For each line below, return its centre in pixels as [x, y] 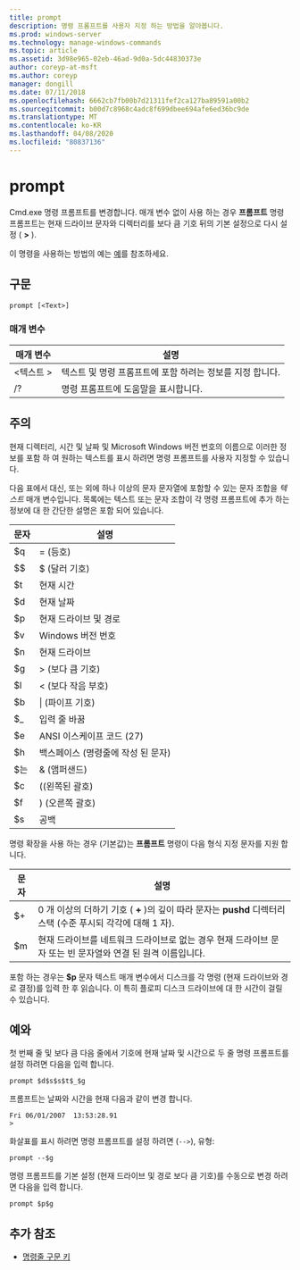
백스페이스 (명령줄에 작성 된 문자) [105, 753]
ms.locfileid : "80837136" [57, 142]
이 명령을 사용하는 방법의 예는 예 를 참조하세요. [89, 253]
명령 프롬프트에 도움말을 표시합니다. [132, 389]
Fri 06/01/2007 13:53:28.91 [63, 1116]
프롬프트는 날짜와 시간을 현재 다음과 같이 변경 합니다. [101, 1099]
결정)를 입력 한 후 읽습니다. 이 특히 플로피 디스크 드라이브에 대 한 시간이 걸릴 [150, 988]
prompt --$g [31, 1158]
